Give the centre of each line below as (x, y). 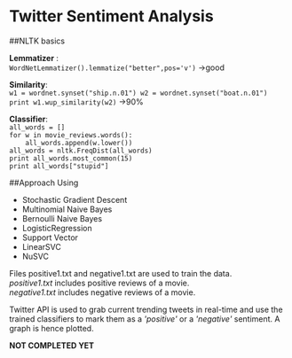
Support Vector (50, 237)
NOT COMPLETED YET (52, 345)
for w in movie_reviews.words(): (71, 135)
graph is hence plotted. (52, 328)
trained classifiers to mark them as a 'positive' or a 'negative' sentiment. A (145, 319)
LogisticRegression (57, 228)
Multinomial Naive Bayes (67, 209)
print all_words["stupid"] (59, 166)
